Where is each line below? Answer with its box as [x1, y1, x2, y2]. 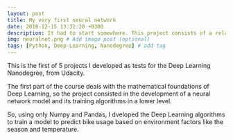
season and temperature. [7, 125, 80, 133]
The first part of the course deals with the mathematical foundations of [7, 82, 209, 90]
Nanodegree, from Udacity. [7, 69, 85, 77]
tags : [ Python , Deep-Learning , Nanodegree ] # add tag [7, 42, 166, 49]
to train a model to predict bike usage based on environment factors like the [7, 118, 224, 125]
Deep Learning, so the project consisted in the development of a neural [7, 89, 211, 98]
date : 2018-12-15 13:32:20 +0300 [7, 23, 104, 30]
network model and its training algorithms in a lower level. [7, 97, 172, 105]
